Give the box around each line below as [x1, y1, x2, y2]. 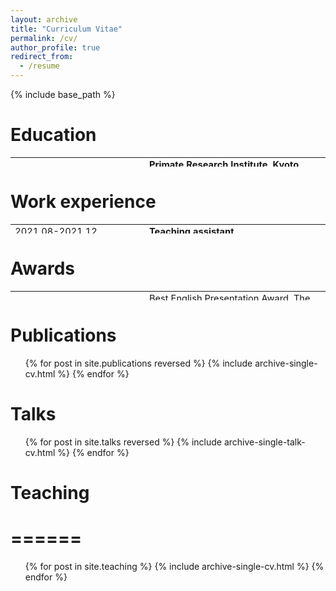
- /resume [19, 61, 60, 71]
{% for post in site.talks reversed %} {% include [24, 436, 223, 448]
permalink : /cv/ [10, 33, 78, 43]
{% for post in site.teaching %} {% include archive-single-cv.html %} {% [24, 560, 325, 572]
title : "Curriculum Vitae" [10, 24, 123, 34]
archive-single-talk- [223, 436, 306, 448]
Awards [10, 257, 76, 280]
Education [10, 124, 97, 146]
